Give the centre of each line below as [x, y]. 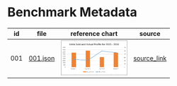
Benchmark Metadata [73, 12]
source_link [150, 59]
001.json [42, 59]
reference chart [94, 34]
